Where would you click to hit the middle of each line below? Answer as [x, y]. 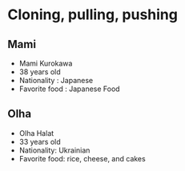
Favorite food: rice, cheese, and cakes [82, 158]
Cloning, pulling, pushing [92, 15]
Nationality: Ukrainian [54, 150]
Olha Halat [36, 133]
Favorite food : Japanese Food [70, 89]
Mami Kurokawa [46, 63]
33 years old [40, 141]
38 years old [40, 72]
